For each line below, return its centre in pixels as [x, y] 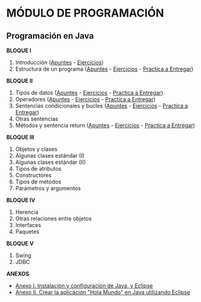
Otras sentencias [36, 119]
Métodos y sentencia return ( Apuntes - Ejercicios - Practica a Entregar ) [105, 125]
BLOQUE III [21, 137]
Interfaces [28, 225]
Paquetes [27, 231]
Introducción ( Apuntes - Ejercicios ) [59, 62]
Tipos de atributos [38, 168]
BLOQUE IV [21, 200]
